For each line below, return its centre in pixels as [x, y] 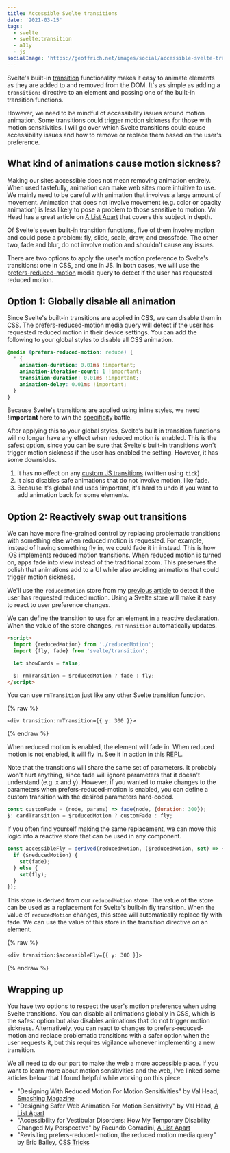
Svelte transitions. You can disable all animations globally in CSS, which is [111, 1014]
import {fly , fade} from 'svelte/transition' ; [81, 651]
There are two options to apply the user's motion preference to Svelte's [108, 258]
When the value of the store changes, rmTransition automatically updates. [112, 626]
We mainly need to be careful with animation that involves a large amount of [114, 195]
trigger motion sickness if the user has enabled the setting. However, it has [113, 453]
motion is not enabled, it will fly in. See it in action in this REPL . [95, 754]
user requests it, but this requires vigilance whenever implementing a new [111, 1043]
